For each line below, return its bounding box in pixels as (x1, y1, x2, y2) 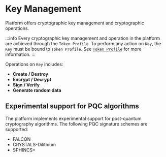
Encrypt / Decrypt (12, 76, 52, 82)
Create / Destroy (12, 71, 49, 77)
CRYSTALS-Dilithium (12, 141, 56, 147)
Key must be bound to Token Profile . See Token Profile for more (5, 46, 142, 52)
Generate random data (12, 87, 62, 93)
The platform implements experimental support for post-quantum (5, 115, 142, 121)
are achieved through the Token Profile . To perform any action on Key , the (5, 40, 161, 46)
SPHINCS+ (12, 147, 36, 153)
